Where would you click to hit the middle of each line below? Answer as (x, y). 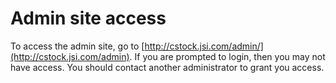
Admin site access (88, 18)
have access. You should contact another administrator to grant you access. (167, 67)
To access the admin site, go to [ (77, 46)
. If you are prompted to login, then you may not (227, 56)
